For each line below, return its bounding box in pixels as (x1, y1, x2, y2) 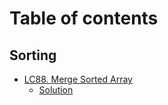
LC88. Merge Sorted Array (23, 73, 133, 85)
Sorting (9, 47, 57, 64)
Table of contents (9, 7, 159, 30)
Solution (38, 84, 74, 96)
